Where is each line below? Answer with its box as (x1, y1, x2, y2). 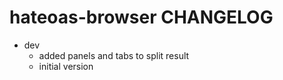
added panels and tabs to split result (38, 49, 190, 61)
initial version (38, 60, 94, 72)
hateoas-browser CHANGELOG (9, 6, 274, 29)
